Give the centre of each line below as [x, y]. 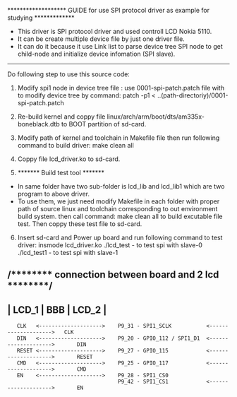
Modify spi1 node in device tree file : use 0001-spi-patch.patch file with [121, 88]
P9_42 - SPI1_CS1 [143, 382]
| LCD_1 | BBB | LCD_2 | [57, 310]
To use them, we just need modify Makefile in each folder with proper [119, 201]
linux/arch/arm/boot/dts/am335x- [156, 117]
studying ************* [41, 18]
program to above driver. [54, 194]
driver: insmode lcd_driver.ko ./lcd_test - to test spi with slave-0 [110, 245]
